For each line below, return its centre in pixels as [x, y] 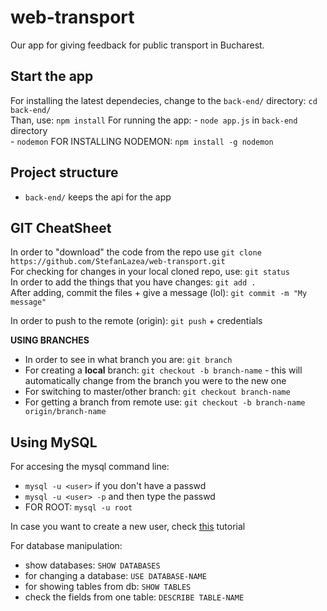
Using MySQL [54, 442]
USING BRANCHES [50, 340]
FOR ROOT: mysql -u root [78, 507]
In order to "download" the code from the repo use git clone [136, 252]
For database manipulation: [66, 546]
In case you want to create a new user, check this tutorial [128, 527]
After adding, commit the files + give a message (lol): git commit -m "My [159, 293]
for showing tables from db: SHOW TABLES [108, 587]
